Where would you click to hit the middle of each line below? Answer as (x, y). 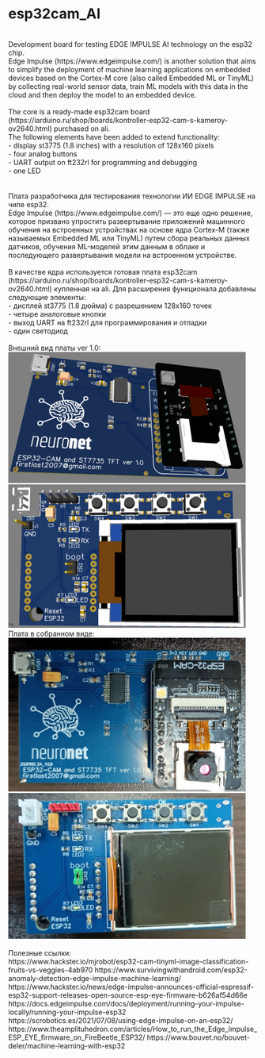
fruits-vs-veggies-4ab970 (51, 970)
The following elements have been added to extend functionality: (114, 137)
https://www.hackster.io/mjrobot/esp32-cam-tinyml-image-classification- (129, 961)
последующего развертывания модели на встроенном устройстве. (123, 255)
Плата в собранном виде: (51, 633)
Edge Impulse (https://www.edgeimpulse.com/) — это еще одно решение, (131, 213)
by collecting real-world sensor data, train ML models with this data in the (128, 86)
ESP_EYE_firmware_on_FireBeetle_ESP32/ (77, 1037)
